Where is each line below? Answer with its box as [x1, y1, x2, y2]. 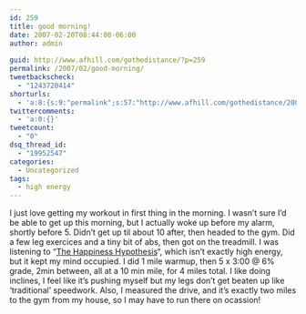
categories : [9, 157, 55, 167]
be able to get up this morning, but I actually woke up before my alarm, [9, 218, 275, 228]
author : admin [9, 38, 64, 48]
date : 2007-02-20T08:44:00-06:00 [9, 30, 137, 39]
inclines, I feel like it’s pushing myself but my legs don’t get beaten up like [9, 275, 285, 287]
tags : [9, 174, 30, 183]
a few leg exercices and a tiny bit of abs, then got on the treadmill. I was [9, 237, 280, 248]
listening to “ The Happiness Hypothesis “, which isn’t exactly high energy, [9, 247, 283, 258]
